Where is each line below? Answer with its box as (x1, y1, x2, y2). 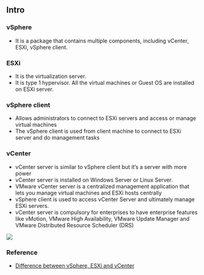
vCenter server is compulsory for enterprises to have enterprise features (15, 209, 198, 216)
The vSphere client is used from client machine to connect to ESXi (15, 127, 181, 135)
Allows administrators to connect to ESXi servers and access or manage (15, 115, 197, 122)
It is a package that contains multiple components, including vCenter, (15, 37, 189, 45)
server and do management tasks (15, 134, 100, 141)
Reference (6, 248, 38, 257)
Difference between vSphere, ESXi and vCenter (15, 262, 135, 269)
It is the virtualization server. (15, 73, 86, 80)
